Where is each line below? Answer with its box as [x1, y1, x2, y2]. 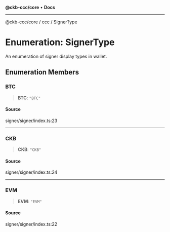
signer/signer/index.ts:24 [5, 169, 58, 175]
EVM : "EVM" [17, 198, 42, 204]
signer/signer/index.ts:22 [5, 221, 57, 227]
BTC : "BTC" [17, 95, 41, 101]
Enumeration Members [5, 68, 79, 76]
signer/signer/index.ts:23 [5, 118, 58, 124]
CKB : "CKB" [17, 146, 41, 152]
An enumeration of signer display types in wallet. [5, 53, 107, 59]
